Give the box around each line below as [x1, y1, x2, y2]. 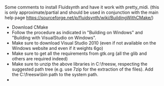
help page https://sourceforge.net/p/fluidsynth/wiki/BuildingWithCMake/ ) [4, 15, 154, 20]
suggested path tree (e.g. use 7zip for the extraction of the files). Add [11, 66, 154, 72]
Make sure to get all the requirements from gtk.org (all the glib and [11, 50, 147, 56]
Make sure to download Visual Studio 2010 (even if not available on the [11, 40, 157, 46]
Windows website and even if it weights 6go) [11, 45, 103, 51]
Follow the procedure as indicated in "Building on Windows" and [11, 30, 143, 35]
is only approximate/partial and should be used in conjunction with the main [4, 9, 159, 15]
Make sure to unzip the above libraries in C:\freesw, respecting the [11, 61, 148, 67]
